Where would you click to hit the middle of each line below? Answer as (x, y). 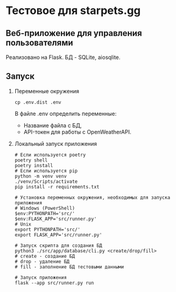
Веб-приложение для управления (74, 33)
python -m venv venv (40, 176)
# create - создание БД (45, 256)
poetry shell (31, 160)
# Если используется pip (46, 171)
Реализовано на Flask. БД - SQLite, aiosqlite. (63, 57)
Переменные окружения (47, 91)
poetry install (34, 165)
